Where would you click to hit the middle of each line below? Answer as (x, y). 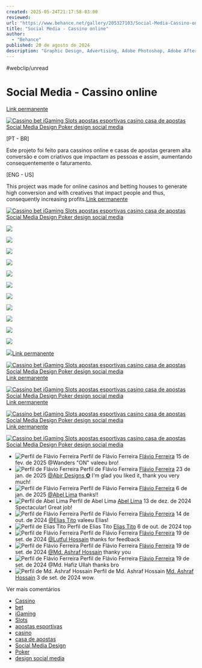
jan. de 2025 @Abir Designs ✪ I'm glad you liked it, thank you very (97, 475)
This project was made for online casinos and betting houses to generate (97, 186)
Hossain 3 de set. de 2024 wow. (55, 577)
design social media (40, 658)
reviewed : (19, 17)
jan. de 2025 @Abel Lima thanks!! (57, 494)
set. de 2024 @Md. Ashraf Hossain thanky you (73, 552)
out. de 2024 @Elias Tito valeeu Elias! (62, 520)
